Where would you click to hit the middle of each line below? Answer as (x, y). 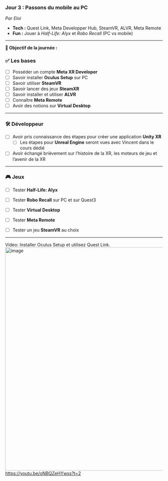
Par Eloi (13, 19)
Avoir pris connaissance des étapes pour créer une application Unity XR (87, 137)
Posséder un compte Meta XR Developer (55, 72)
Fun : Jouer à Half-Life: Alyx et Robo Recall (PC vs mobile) (73, 34)
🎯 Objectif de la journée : (31, 48)
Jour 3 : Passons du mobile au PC (46, 8)
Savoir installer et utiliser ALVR (44, 94)
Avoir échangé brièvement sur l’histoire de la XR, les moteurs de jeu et (85, 153)
